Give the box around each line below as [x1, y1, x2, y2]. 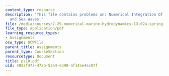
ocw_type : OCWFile [5, 40, 44, 45]
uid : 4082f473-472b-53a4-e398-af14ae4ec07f [5, 63, 98, 68]
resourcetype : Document [5, 53, 55, 59]
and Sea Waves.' [10, 16, 44, 21]
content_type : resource [5, 7, 55, 12]
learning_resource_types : [5, 30, 59, 35]
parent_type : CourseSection [5, 49, 64, 54]
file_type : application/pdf [5, 26, 64, 31]
